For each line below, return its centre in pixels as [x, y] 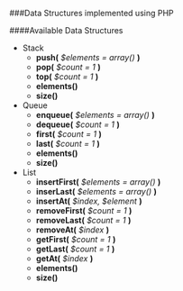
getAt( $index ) [64, 259]
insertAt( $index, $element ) [89, 201]
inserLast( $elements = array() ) [96, 191]
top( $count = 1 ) [67, 77]
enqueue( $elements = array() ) [95, 115]
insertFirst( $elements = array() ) [98, 182]
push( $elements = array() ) [88, 57]
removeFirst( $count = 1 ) [84, 210]
